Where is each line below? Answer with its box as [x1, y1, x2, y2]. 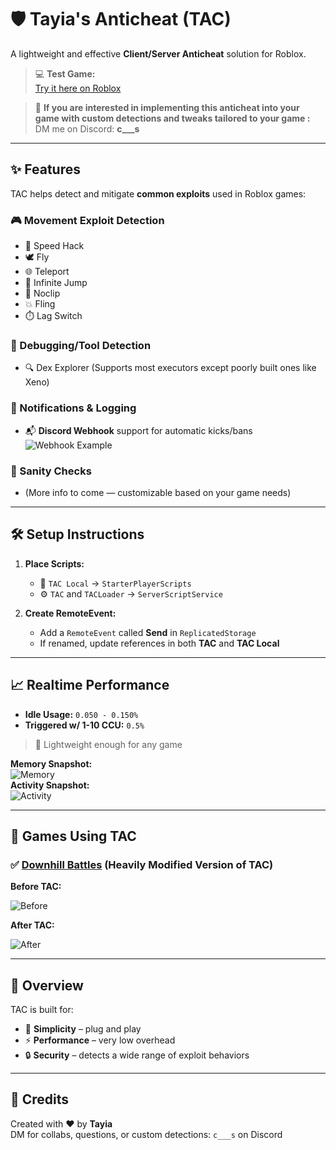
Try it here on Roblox [34, 82, 122, 94]
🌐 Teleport [24, 266, 70, 278]
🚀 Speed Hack [24, 240, 85, 252]
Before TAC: [10, 881, 62, 893]
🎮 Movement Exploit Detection [10, 213, 165, 227]
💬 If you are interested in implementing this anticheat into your [34, 101, 300, 113]
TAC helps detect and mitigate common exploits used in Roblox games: [10, 187, 307, 200]
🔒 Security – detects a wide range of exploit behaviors [24, 1049, 250, 1061]
